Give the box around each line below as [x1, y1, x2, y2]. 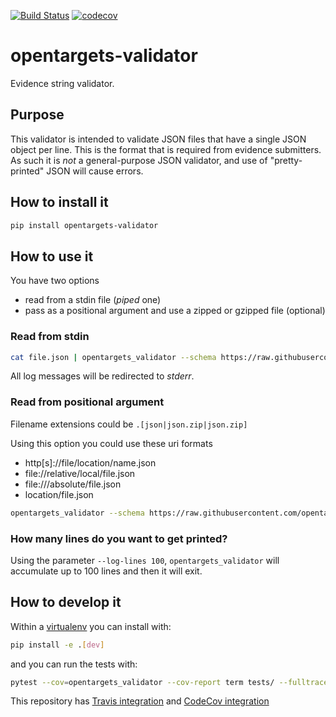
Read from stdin [10, 330, 90, 344]
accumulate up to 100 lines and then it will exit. [10, 565, 203, 577]
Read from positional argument [10, 395, 165, 409]
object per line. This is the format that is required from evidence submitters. [10, 143, 322, 155]
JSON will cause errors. [46, 165, 144, 177]
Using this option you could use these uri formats [10, 437, 213, 449]
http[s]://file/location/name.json [24, 456, 157, 469]
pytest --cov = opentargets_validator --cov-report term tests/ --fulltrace [10, 677, 329, 687]
